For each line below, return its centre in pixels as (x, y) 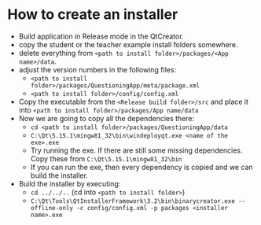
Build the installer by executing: (70, 183)
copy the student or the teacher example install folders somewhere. (128, 44)
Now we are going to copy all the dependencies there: (107, 118)
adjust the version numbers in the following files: (97, 69)
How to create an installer (93, 15)
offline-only (52, 208)
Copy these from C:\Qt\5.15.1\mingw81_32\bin (106, 158)
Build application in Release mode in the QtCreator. (101, 36)
